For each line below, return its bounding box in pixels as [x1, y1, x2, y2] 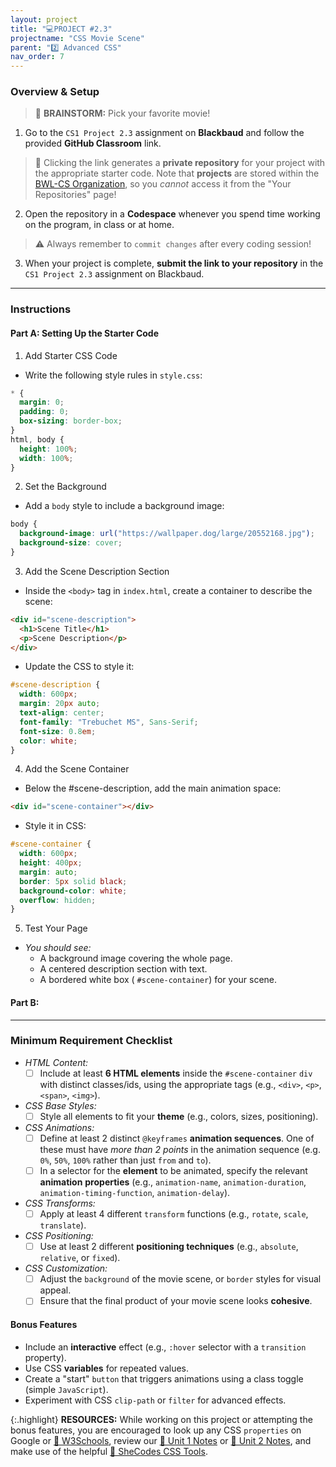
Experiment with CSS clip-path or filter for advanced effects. [24, 1394, 287, 1406]
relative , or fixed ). [39, 1252, 121, 1264]
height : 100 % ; [19, 444, 78, 454]
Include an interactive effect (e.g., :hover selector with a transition [24, 1341, 307, 1353]
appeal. [39, 1284, 72, 1296]
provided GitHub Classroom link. [24, 137, 162, 150]
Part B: [10, 996, 40, 1008]
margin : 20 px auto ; [19, 699, 101, 709]
